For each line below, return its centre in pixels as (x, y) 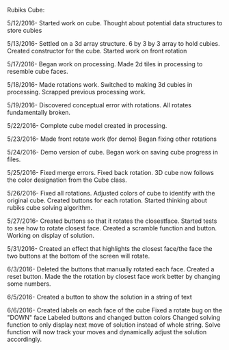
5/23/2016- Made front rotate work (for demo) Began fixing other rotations (112, 139)
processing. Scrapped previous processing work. (76, 92)
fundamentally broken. (39, 112)
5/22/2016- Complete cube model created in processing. (87, 125)
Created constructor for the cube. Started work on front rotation (97, 51)
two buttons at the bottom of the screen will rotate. (79, 256)
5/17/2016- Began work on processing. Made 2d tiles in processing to (105, 64)
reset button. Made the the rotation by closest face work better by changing (114, 277)
